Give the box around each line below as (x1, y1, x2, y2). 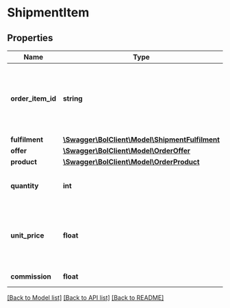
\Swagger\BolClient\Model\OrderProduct (62, 157, 200, 166)
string (62, 94, 84, 103)
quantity (10, 181, 39, 190)
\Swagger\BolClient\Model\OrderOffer (62, 146, 190, 155)
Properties (7, 32, 53, 44)
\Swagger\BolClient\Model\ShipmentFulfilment (62, 135, 220, 144)
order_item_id (10, 94, 57, 103)
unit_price (10, 231, 44, 240)
